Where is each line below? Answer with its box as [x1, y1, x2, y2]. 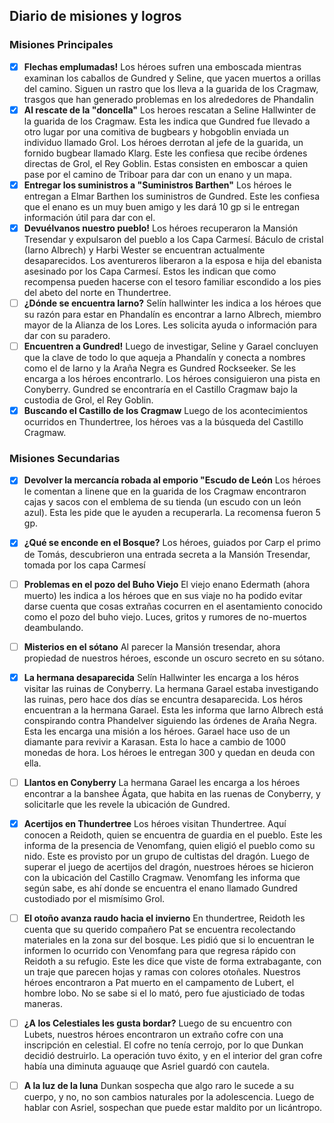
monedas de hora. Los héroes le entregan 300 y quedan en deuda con [23, 746, 316, 758]
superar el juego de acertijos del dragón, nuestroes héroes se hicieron [23, 860, 314, 873]
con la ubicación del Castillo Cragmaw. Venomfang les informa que [23, 871, 301, 883]
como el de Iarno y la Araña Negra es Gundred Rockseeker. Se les [23, 362, 297, 374]
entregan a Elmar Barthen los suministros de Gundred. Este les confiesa [23, 190, 321, 202]
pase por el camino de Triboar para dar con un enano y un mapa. [23, 168, 292, 180]
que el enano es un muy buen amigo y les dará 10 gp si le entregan [23, 200, 301, 213]
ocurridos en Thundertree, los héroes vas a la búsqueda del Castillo [23, 416, 304, 428]
